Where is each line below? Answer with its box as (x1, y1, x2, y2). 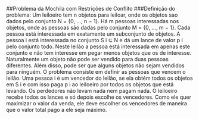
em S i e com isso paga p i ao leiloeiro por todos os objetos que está (6, 81, 174, 88)
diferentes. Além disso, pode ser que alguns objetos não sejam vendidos (6, 62, 185, 69)
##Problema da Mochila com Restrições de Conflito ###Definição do (6, 5, 176, 12)
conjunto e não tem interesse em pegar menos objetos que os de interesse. (6, 49, 192, 56)
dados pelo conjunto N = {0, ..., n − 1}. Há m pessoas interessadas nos (6, 18, 179, 24)
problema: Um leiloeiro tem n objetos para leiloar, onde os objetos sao (6, 11, 178, 18)
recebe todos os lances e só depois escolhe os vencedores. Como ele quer (6, 93, 192, 101)
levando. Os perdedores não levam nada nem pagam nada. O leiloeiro (6, 87, 178, 94)
